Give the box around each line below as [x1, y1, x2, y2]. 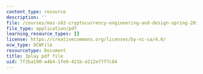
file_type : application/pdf [6, 25, 77, 32]
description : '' [6, 14, 47, 20]
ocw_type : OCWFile [6, 42, 53, 48]
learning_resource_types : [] [6, 31, 80, 37]
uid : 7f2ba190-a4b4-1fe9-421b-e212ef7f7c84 [6, 58, 118, 64]
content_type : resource [6, 8, 66, 15]
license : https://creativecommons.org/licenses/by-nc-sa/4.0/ [6, 36, 166, 42]
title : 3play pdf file [6, 53, 63, 59]
